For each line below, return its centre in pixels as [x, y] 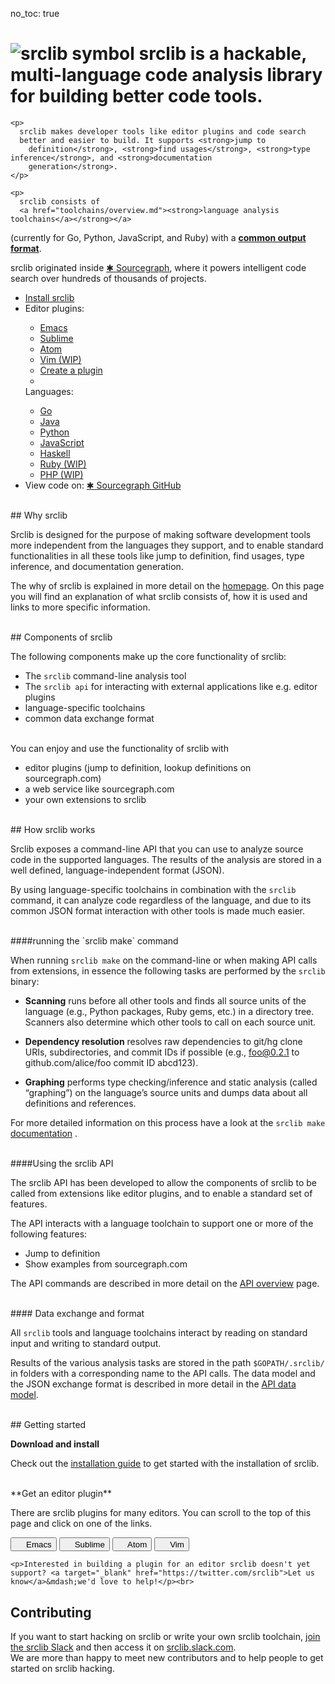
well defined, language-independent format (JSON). [117, 870]
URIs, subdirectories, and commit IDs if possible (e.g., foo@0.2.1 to [162, 1052]
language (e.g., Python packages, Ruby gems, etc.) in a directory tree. [169, 1011]
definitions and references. [80, 1103]
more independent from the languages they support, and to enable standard [167, 545]
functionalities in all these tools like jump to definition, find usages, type [157, 555]
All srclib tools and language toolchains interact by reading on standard [159, 1332]
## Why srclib [39, 515]
